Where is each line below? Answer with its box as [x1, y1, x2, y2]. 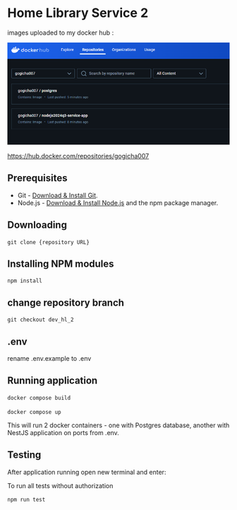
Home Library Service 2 [7, 5, 149, 21]
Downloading [7, 219, 67, 231]
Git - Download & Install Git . [17, 191, 98, 199]
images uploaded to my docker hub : [7, 28, 114, 37]
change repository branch [7, 296, 125, 308]
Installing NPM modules [7, 257, 114, 270]
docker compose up [7, 408, 61, 415]
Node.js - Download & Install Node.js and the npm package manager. [17, 198, 219, 207]
